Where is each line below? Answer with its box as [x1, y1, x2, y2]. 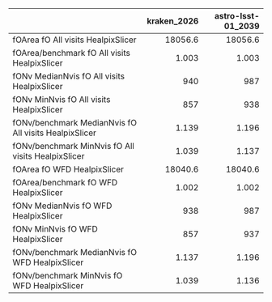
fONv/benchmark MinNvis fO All [12, 141, 135, 151]
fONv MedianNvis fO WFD [12, 200, 113, 211]
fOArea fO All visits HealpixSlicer [12, 34, 137, 45]
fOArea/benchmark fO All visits [12, 48, 131, 58]
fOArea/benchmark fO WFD [12, 177, 118, 188]
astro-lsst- [214, 11, 260, 21]
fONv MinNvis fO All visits [12, 94, 111, 104]
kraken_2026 [147, 15, 199, 27]
